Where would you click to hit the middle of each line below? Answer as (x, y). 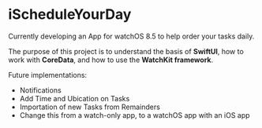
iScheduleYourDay (70, 15)
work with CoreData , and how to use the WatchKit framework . (111, 60)
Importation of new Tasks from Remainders (90, 107)
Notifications (40, 90)
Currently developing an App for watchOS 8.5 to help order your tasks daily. (131, 36)
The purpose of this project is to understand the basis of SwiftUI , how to (126, 51)
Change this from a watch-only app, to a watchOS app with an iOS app (135, 115)
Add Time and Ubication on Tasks (75, 98)
